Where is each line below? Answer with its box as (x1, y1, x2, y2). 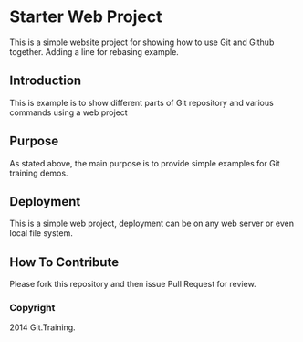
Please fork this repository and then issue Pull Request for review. (9, 279, 257, 290)
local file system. (9, 228, 73, 239)
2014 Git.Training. (9, 322, 76, 333)
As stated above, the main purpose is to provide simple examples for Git (9, 157, 280, 168)
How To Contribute (9, 254, 120, 270)
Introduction (9, 73, 82, 89)
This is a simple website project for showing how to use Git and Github (9, 37, 275, 48)
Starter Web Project (9, 6, 162, 27)
